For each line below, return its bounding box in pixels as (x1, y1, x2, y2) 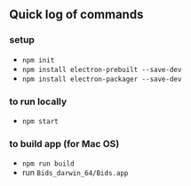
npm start (21, 117, 60, 125)
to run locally (9, 95, 68, 108)
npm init (21, 55, 55, 65)
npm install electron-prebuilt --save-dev (21, 65, 182, 74)
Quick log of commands (9, 7, 144, 22)
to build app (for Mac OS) (9, 137, 120, 150)
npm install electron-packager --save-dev (21, 75, 182, 84)
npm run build (21, 159, 75, 168)
